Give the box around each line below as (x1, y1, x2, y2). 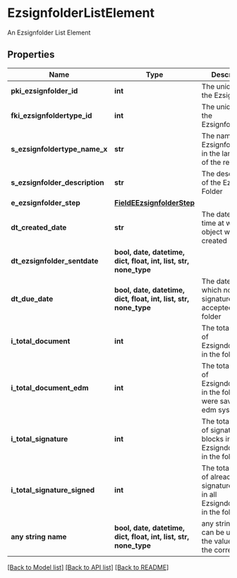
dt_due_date (11, 294, 54, 304)
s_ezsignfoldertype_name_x (11, 144, 108, 154)
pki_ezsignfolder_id (11, 86, 78, 96)
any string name (11, 531, 67, 541)
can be (201, 527, 224, 537)
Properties (7, 49, 55, 61)
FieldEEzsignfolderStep (114, 197, 195, 207)
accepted (201, 302, 233, 312)
